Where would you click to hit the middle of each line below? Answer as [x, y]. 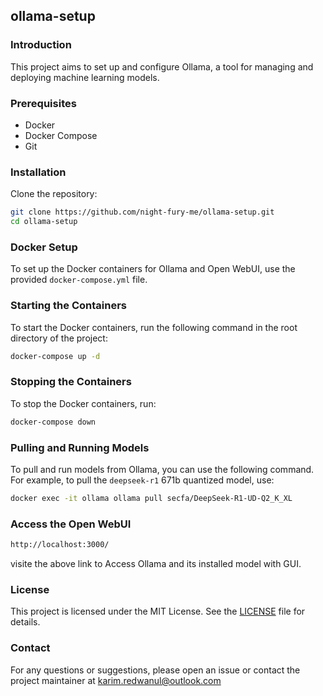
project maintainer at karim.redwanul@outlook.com [116, 680]
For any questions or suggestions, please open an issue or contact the [155, 670]
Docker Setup [44, 247]
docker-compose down [53, 422]
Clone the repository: [54, 194]
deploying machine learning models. [85, 77]
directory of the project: [59, 338]
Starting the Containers [68, 306]
